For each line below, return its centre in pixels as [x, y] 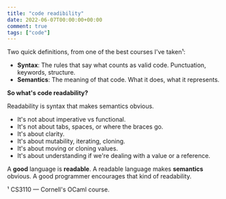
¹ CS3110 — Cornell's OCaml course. [58, 189]
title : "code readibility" [46, 13]
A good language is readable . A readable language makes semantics [105, 169]
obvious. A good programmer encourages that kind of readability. [99, 176]
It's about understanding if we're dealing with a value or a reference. [114, 156]
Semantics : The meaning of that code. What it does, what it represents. [118, 80]
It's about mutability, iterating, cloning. [71, 142]
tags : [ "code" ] [29, 32]
